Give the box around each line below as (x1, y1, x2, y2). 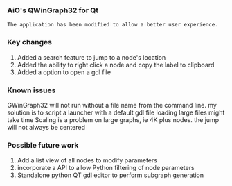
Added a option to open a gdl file (17, 68, 111, 76)
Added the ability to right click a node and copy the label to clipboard (17, 60, 215, 69)
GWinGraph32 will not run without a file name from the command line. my (7, 101, 217, 109)
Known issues (7, 85, 56, 95)
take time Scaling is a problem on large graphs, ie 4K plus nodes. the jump (7, 115, 220, 124)
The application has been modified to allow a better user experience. (7, 22, 218, 28)
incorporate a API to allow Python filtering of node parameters (17, 164, 195, 172)
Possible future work (7, 140, 79, 150)
